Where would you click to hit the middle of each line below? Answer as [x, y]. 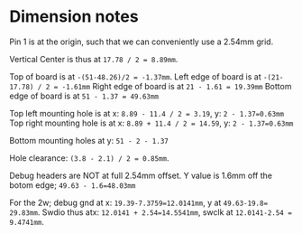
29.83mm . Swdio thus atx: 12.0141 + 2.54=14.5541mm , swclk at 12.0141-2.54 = [151, 212]
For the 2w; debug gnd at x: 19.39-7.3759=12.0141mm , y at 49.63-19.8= [139, 202]
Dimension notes [74, 17]
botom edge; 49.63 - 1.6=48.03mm [73, 185]
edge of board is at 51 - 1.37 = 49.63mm [84, 96]
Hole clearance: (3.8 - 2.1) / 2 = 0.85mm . [89, 158]
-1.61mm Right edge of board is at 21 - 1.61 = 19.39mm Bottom [177, 86]
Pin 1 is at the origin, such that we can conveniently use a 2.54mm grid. [142, 42]
